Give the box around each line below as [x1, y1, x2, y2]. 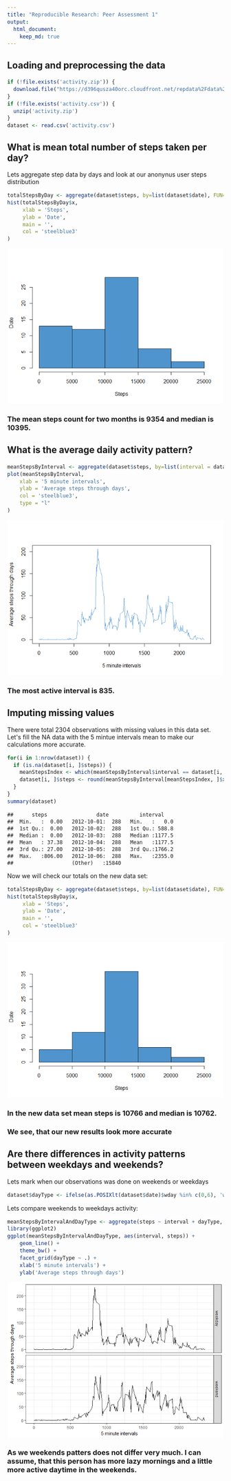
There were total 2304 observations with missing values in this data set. [7, 725, 211, 734]
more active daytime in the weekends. [7, 1465, 137, 1475]
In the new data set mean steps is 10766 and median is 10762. [7, 1108, 217, 1117]
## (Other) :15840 [7, 859, 122, 866]
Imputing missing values [7, 707, 115, 719]
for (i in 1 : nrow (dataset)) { [7, 754, 91, 762]
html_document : [13, 26, 57, 32]
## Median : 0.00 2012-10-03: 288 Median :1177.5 [7, 832, 174, 839]
